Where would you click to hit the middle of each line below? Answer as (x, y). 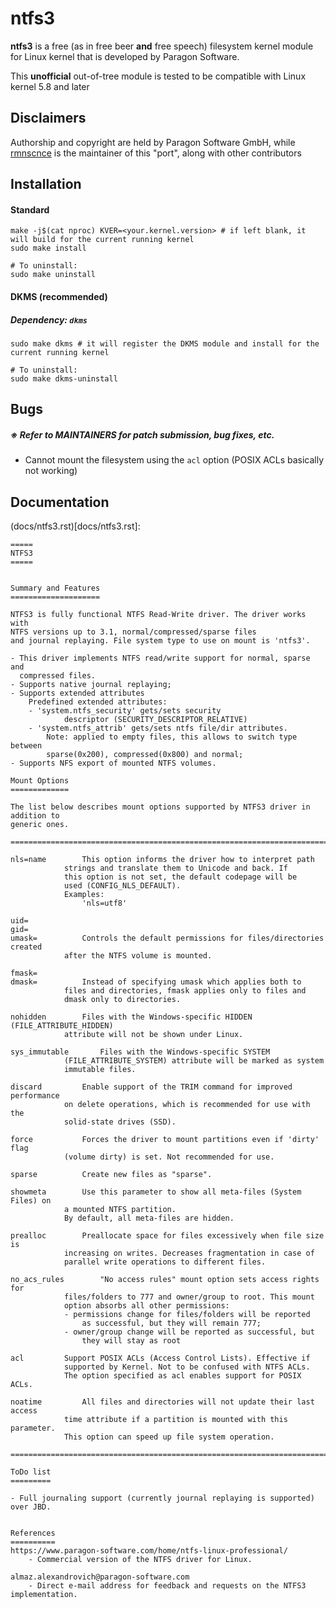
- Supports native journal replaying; (91, 685)
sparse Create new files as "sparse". (111, 1175)
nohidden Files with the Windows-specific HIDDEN (131, 1017)
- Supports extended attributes (77, 693)
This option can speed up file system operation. (169, 1437)
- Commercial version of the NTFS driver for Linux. (140, 1560)
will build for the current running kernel (102, 240)
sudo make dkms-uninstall (64, 378)
